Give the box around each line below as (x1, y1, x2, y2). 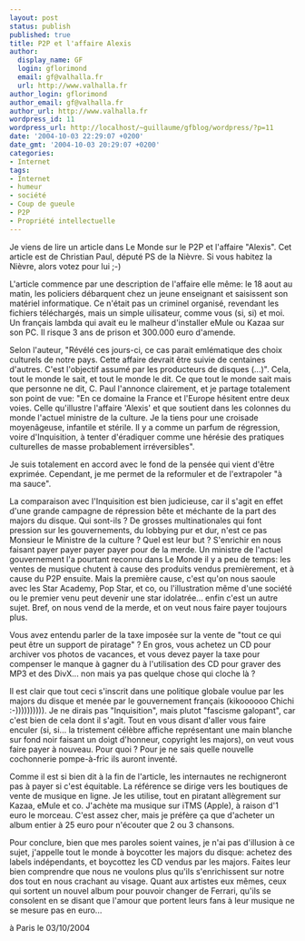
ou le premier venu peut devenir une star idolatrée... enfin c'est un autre (9, 592, 279, 603)
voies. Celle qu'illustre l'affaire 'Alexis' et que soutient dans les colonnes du (9, 402, 291, 413)
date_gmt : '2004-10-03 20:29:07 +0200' (9, 140, 161, 149)
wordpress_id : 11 (9, 115, 75, 124)
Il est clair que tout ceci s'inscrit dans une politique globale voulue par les (9, 685, 284, 696)
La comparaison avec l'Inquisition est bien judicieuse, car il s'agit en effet (9, 495, 283, 506)
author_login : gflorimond (9, 89, 107, 98)
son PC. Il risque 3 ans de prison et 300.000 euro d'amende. (9, 327, 236, 338)
